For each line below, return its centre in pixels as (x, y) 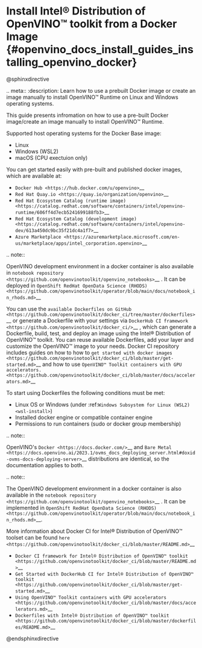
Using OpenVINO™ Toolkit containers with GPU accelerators (91, 597)
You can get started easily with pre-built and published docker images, (94, 169)
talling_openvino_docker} (72, 62)
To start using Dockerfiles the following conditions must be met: (86, 392)
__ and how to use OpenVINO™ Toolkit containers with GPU (109, 364)
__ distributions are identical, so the (126, 459)
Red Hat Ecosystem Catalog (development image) (76, 219)
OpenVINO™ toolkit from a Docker (92, 24)
